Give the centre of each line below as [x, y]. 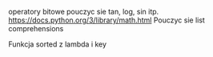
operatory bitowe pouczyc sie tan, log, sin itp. [84, 12]
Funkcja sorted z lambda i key [57, 44]
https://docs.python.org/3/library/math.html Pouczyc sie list [107, 20]
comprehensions [36, 28]
